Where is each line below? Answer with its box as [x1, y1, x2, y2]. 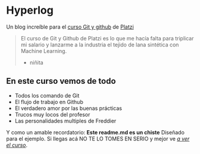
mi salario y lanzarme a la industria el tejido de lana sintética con [20, 41, 179, 48]
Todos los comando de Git [14, 92, 80, 99]
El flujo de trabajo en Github [14, 98, 83, 105]
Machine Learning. [20, 47, 67, 54]
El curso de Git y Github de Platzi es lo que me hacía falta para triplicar [20, 34, 194, 42]
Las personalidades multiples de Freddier [14, 117, 117, 124]
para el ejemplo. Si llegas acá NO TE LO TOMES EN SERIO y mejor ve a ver [6, 135, 190, 142]
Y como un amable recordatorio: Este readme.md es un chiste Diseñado [6, 128, 185, 136]
